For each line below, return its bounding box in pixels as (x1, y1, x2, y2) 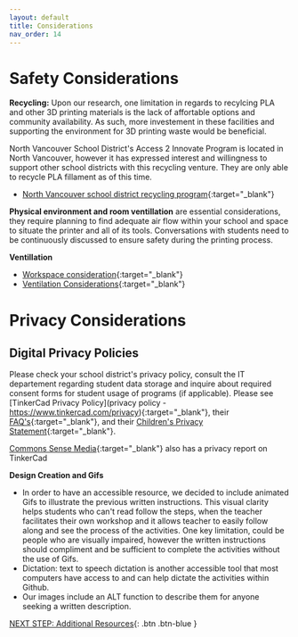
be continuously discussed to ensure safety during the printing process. (9, 235, 273, 245)
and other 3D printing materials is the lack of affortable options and (9, 107, 255, 118)
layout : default (9, 12, 69, 22)
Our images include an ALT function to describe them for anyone (21, 591, 260, 602)
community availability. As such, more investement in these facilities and (9, 117, 275, 128)
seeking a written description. (21, 601, 132, 612)
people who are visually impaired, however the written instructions (21, 534, 267, 545)
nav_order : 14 (9, 29, 62, 38)
